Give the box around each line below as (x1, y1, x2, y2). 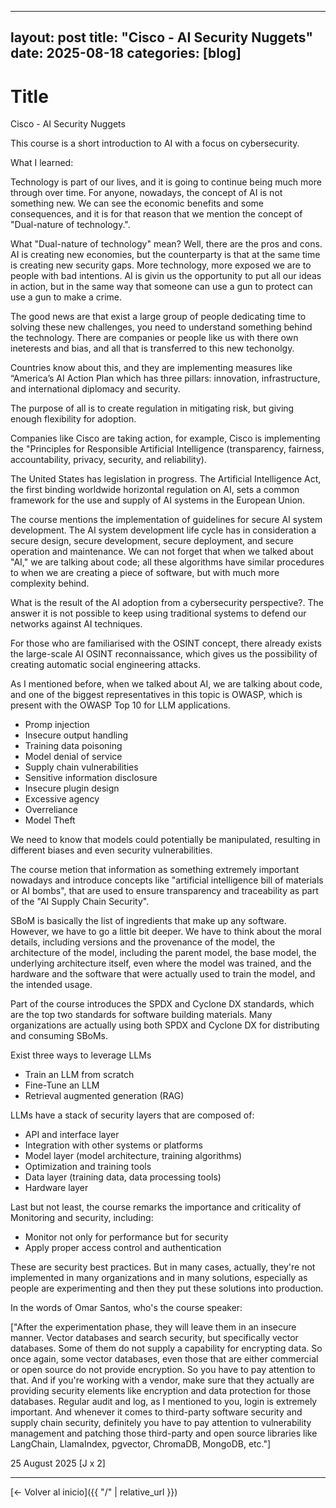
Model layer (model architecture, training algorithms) (24, 1150, 243, 1162)
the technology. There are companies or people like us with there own (10, 332, 299, 344)
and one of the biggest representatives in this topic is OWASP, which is (10, 689, 303, 701)
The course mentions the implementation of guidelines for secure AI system (10, 514, 323, 526)
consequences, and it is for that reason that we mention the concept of (10, 208, 303, 220)
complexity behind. (10, 577, 90, 590)
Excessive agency (24, 793, 100, 805)
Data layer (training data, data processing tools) (24, 1171, 222, 1183)
